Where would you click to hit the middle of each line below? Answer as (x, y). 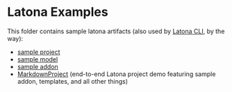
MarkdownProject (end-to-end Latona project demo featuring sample (116, 74)
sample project (39, 52)
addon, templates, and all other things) (73, 81)
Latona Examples (58, 12)
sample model (38, 59)
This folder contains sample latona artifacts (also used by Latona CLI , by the (116, 31)
